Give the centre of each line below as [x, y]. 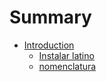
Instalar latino [66, 55]
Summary [50, 17]
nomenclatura [67, 66]
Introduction [49, 45]
